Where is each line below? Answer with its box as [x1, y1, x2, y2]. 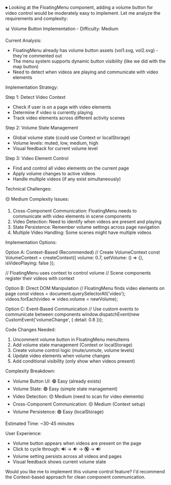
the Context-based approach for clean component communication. [5, 474, 146, 480]
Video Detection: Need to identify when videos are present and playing [12, 219, 162, 225]
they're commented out [12, 53, 62, 59]
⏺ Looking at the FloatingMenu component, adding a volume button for [5, 5, 153, 10]
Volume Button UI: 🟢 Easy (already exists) [12, 378, 102, 384]
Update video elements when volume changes [12, 353, 110, 359]
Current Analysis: [5, 38, 42, 43]
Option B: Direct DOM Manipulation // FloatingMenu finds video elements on [5, 285, 165, 291]
